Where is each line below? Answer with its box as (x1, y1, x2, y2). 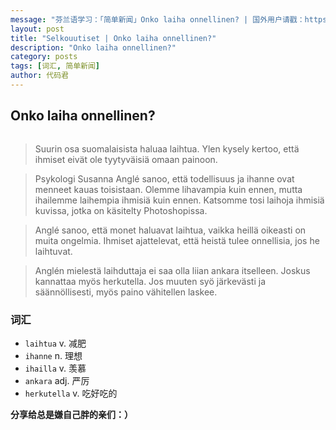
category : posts (10, 52, 78, 62)
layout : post (10, 24, 65, 34)
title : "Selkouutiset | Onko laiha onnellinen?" (10, 33, 217, 43)
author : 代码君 (10, 71, 69, 81)
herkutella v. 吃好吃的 (24, 387, 118, 399)
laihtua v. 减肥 (24, 337, 87, 349)
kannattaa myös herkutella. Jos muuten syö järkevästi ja (34, 275, 266, 287)
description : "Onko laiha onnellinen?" (10, 42, 177, 53)
